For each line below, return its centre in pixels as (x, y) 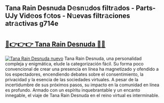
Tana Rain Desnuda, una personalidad (103, 58)
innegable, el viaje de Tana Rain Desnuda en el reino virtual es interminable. (82, 95)
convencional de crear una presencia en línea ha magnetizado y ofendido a (82, 69)
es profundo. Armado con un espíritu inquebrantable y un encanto (73, 90)
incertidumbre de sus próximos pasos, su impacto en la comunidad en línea (82, 85)
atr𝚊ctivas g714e (32, 24)
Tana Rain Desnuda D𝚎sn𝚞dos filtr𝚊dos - (70, 8)
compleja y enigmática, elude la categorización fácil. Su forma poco (74, 64)
